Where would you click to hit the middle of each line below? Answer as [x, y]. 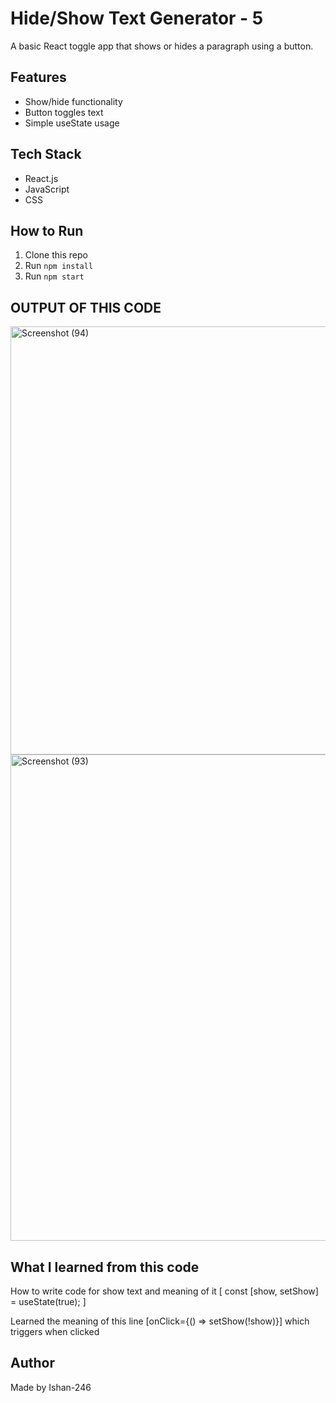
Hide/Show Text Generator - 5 [137, 18]
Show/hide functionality [73, 101]
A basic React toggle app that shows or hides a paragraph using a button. [162, 46]
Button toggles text [64, 112]
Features [38, 77]
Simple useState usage [72, 123]
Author [32, 1363]
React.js [41, 178]
